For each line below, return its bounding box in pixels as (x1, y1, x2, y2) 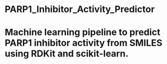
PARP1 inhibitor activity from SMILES (5, 37, 163, 49)
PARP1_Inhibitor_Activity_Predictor (5, 4, 155, 15)
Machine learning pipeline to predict (5, 27, 161, 38)
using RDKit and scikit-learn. (5, 48, 129, 59)
